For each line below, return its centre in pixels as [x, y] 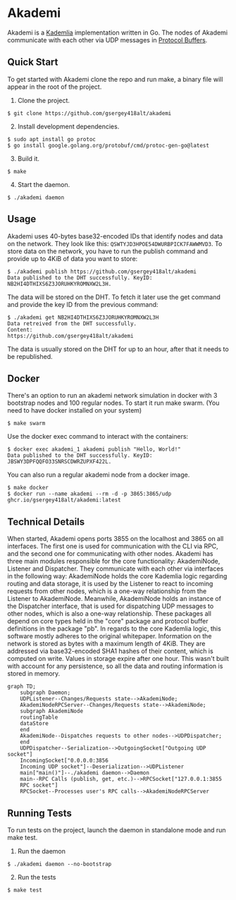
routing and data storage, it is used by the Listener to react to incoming [110, 584]
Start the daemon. [44, 184]
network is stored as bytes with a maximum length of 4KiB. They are [106, 644]
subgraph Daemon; [45, 693]
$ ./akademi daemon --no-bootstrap [60, 864]
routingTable [39, 717]
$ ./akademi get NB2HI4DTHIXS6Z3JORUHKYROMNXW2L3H [83, 317]
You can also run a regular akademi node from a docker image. [99, 475]
